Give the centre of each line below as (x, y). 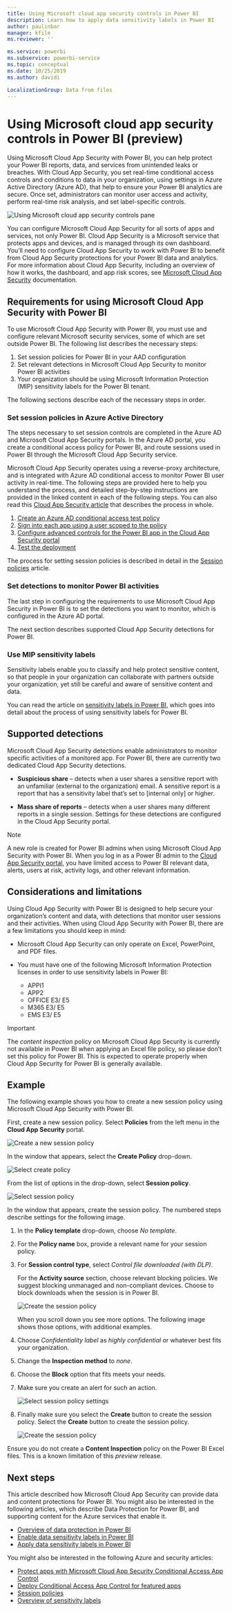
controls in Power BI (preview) (95, 138)
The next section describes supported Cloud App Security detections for (111, 629)
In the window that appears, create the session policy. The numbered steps (114, 1210)
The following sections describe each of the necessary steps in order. (106, 400)
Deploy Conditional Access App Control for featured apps (99, 1586)
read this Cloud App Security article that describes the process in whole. (110, 505)
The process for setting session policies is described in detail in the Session (115, 561)
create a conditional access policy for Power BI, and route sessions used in (114, 447)
